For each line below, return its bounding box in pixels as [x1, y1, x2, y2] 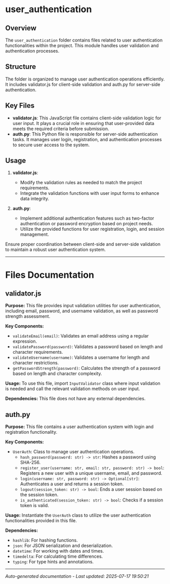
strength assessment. [5, 313, 51, 319]
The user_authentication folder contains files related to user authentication [5, 37, 163, 43]
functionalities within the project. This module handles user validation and [5, 43, 159, 49]
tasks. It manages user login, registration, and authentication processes [12, 136, 162, 142]
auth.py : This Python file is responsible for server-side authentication [12, 131, 158, 137]
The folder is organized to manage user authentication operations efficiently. [5, 76, 165, 82]
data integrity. [20, 196, 50, 202]
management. [20, 231, 49, 237]
